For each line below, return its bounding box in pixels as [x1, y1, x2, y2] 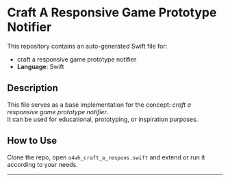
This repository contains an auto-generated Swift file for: [7, 42, 168, 50]
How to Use [7, 135, 57, 146]
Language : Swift [16, 62, 64, 70]
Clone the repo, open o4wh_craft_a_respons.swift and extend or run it [7, 153, 205, 161]
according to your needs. [7, 160, 78, 168]
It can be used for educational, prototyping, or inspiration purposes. [7, 115, 199, 123]
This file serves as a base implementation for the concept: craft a [7, 101, 192, 109]
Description [7, 82, 58, 94]
